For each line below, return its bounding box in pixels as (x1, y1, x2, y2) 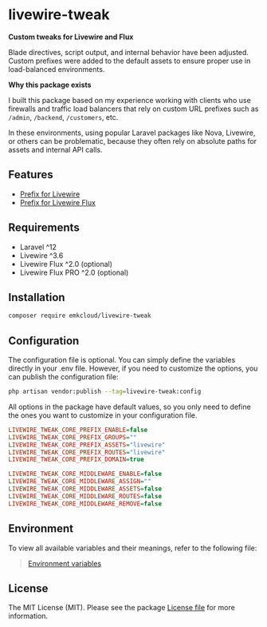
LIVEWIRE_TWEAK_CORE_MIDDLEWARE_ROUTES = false (8, 492, 162, 500)
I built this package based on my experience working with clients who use (8, 95, 251, 105)
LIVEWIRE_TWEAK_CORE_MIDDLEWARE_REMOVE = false (8, 499, 162, 508)
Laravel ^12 (19, 242, 57, 252)
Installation (8, 290, 65, 304)
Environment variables (27, 558, 102, 568)
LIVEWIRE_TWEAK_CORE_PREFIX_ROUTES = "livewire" (8, 448, 166, 456)
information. (8, 611, 49, 621)
